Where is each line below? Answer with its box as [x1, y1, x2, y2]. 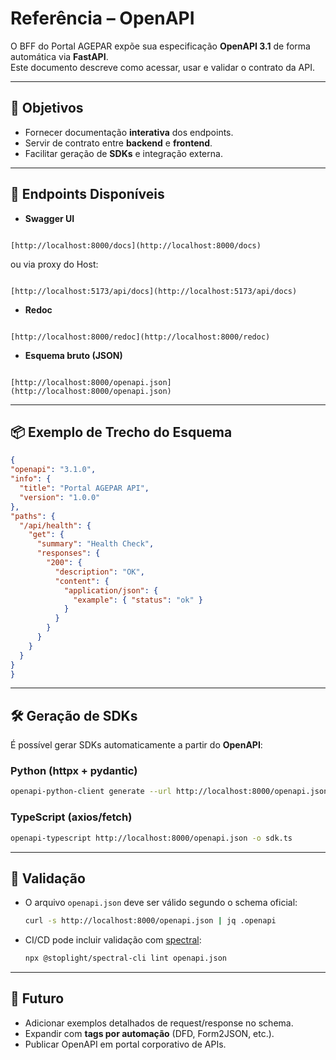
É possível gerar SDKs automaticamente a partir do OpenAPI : [10, 739, 263, 751]
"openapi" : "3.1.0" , [10, 465, 97, 475]
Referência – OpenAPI [10, 7, 195, 30]
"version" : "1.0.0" [19, 492, 101, 502]
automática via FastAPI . [10, 50, 109, 62]
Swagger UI [24, 212, 75, 224]
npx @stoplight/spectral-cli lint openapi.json [24, 953, 227, 964]
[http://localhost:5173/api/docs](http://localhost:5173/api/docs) [10, 286, 298, 296]
